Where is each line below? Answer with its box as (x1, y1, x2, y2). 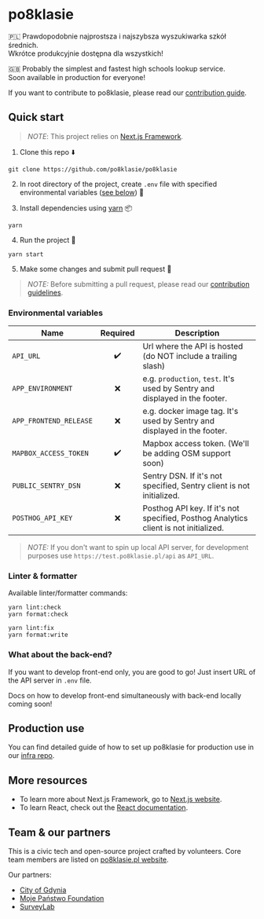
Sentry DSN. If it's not (142, 470, 222, 481)
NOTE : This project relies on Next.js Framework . (27, 131, 183, 141)
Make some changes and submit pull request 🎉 (19, 264, 172, 273)
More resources (8, 774, 88, 787)
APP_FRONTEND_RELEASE (12, 416, 93, 426)
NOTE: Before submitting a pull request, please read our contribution (27, 279, 250, 288)
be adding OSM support (142, 448, 231, 459)
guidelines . (27, 287, 64, 297)
